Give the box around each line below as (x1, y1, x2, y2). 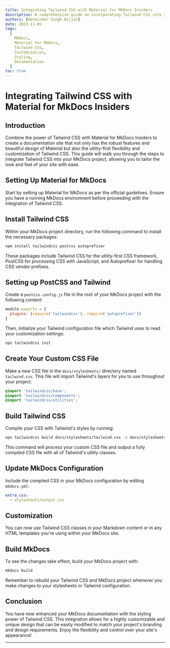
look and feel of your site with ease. (5, 161, 80, 167)
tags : (5, 26, 17, 31)
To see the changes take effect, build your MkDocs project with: (5, 558, 139, 565)
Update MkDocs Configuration (5, 464, 104, 473)
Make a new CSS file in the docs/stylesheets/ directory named (5, 368, 137, 374)
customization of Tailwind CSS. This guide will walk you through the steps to (5, 151, 164, 157)
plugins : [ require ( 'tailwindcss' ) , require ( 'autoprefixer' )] (10, 312, 142, 317)
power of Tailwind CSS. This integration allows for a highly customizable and (5, 616, 165, 622)
